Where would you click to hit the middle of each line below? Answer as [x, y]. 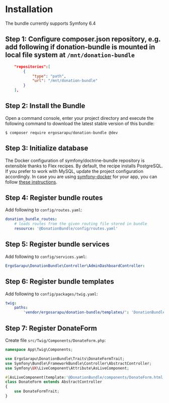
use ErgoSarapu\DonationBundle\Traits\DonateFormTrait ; [65, 359]
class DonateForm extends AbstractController [54, 382]
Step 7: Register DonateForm [51, 328]
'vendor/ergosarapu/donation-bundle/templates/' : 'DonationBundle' [95, 312]
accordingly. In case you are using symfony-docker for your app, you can [81, 176]
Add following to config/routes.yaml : [44, 210]
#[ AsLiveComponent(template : [36, 377]
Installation [29, 9]
